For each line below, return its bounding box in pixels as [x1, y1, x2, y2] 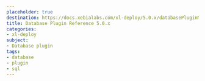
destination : [6, 15, 40, 21]
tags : [6, 49, 20, 55]
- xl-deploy [6, 32, 37, 38]
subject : [6, 37, 29, 43]
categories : [6, 26, 37, 32]
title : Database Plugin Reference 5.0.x [6, 20, 111, 26]
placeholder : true [6, 9, 53, 15]
